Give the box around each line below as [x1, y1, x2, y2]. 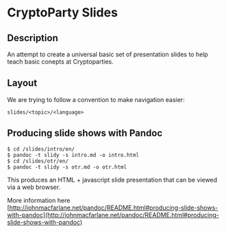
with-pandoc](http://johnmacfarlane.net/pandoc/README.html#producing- [7, 210, 219, 219]
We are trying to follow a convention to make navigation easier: [7, 95, 185, 103]
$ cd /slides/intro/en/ [7, 145, 75, 152]
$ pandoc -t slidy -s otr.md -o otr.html [7, 163, 127, 171]
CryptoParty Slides [7, 5, 118, 21]
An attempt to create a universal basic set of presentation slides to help [7, 50, 209, 58]
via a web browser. [7, 183, 60, 191]
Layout [7, 77, 38, 89]
